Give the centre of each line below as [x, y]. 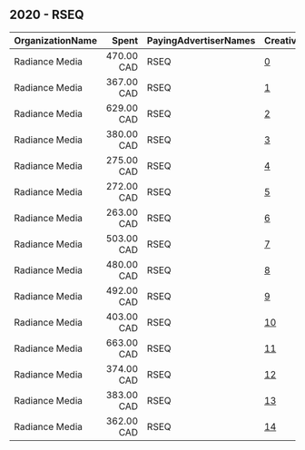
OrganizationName [56, 40]
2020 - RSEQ [47, 15]
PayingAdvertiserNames [201, 40]
